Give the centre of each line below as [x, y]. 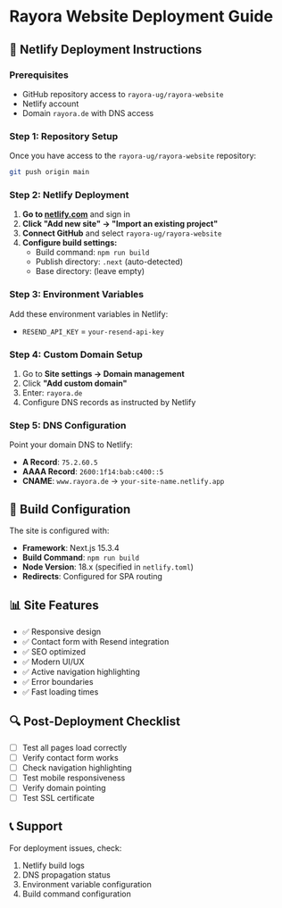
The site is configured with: [59, 531]
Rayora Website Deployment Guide [141, 17]
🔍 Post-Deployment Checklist [95, 722]
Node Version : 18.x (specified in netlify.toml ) [108, 567]
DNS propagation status [66, 875]
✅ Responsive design [62, 631]
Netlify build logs [53, 865]
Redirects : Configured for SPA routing [92, 577]
